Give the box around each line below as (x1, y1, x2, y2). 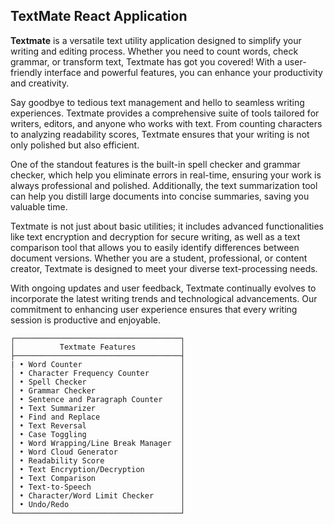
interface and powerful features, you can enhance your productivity (44, 66, 323, 78)
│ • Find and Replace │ (10, 412, 186, 422)
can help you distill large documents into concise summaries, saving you (10, 190, 310, 202)
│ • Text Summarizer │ (10, 403, 186, 413)
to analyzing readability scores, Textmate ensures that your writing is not (10, 128, 310, 140)
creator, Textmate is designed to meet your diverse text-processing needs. (10, 262, 318, 274)
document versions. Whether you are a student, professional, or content (10, 252, 308, 264)
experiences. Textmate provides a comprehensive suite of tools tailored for (10, 107, 320, 119)
